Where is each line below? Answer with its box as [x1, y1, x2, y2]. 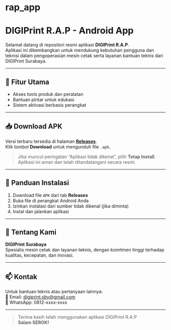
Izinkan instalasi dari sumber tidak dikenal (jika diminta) [12, 203, 129, 209]
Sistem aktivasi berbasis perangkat [12, 101, 87, 108]
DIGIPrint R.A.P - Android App [5, 25, 134, 37]
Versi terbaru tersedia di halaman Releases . [5, 138, 97, 144]
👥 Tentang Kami [5, 227, 57, 236]
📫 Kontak [5, 272, 37, 281]
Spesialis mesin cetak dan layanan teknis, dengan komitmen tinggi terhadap [5, 247, 164, 253]
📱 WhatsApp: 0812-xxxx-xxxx [5, 299, 68, 306]
